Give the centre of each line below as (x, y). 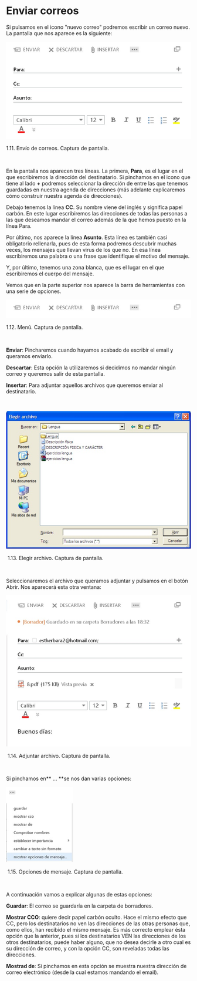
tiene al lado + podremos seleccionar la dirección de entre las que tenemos (97, 183)
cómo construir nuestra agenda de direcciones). (64, 195)
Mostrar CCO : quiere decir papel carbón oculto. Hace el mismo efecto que (96, 918)
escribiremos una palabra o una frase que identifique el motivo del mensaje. (98, 256)
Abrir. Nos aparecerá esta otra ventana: (54, 587)
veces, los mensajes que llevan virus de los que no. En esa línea (84, 250)
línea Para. (19, 226)
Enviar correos (43, 11)
